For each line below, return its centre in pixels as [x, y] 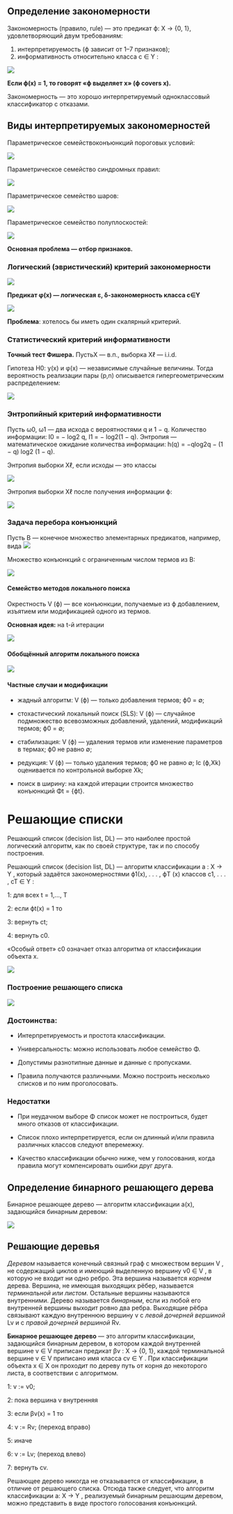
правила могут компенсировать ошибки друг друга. [95, 1166]
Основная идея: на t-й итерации [56, 625]
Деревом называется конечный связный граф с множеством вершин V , [115, 1263]
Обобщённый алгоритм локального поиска [73, 654]
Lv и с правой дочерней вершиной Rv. [64, 1323]
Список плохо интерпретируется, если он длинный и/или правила [115, 1137]
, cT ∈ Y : [21, 882]
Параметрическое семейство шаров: [63, 196]
